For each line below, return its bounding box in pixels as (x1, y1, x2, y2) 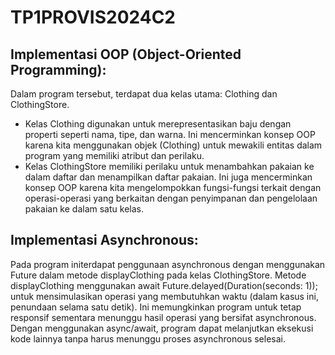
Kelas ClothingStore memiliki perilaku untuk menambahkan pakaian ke (24, 161, 315, 172)
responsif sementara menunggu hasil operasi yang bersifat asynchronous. (10, 311, 317, 323)
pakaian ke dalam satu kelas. (24, 203, 144, 215)
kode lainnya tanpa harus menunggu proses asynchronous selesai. (10, 332, 286, 345)
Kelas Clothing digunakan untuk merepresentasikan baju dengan (24, 118, 292, 130)
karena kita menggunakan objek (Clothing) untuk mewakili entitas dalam (24, 139, 323, 151)
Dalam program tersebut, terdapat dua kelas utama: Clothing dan (10, 88, 278, 100)
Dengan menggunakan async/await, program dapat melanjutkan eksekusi (10, 322, 314, 334)
